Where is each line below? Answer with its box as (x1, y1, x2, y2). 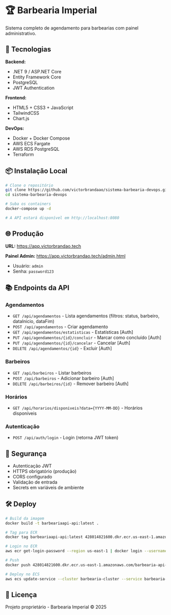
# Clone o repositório (5, 182, 53, 188)
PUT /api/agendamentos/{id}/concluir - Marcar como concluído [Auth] (12, 335, 162, 341)
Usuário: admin (12, 262, 43, 269)
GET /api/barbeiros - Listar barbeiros (12, 369, 92, 376)
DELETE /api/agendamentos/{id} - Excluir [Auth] (12, 345, 112, 352)
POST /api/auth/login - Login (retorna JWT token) (12, 435, 119, 441)
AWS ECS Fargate (12, 140, 50, 146)
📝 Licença (5, 590, 37, 599)
